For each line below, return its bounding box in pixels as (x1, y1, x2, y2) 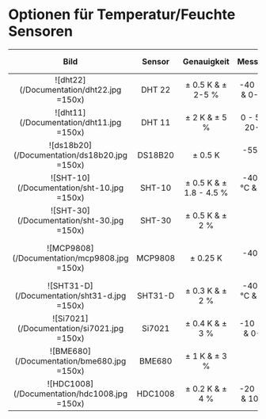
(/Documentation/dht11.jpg (19, 116, 122, 128)
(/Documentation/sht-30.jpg (17, 215, 124, 226)
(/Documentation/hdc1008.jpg (13, 388, 128, 399)
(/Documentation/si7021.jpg (17, 322, 124, 333)
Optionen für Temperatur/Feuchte (8, 6, 236, 24)
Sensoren (8, 22, 74, 40)
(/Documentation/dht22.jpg (19, 84, 122, 95)
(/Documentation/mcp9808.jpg (12, 252, 129, 263)
